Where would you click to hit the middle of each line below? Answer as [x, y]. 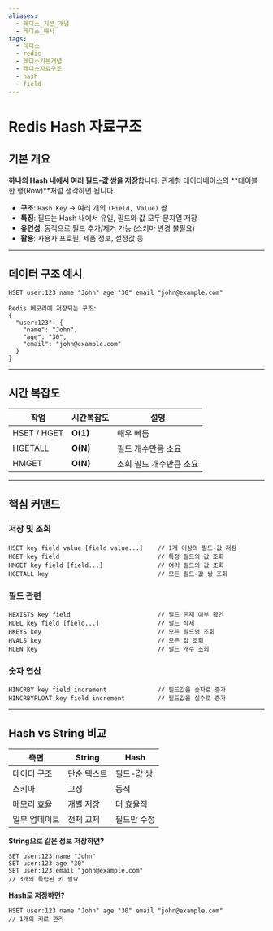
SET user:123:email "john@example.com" [76, 871]
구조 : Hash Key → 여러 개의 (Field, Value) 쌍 [94, 207]
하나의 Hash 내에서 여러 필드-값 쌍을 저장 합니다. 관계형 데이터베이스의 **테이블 [133, 180]
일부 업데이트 [36, 820]
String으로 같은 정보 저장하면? [56, 841]
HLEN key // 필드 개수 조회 [109, 650]
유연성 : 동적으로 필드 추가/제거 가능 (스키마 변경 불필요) [107, 227]
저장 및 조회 [30, 529]
